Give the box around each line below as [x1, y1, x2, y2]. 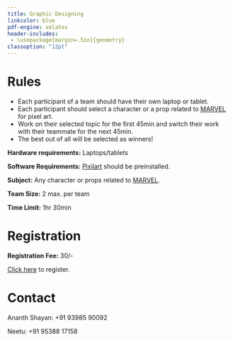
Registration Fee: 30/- [7, 251, 74, 260]
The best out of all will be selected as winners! [17, 134, 154, 143]
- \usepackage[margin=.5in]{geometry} [10, 37, 125, 44]
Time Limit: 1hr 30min [7, 203, 72, 212]
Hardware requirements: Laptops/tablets [7, 148, 129, 156]
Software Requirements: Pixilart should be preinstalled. [7, 162, 171, 170]
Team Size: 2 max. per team [7, 189, 90, 198]
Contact [7, 290, 56, 306]
